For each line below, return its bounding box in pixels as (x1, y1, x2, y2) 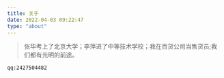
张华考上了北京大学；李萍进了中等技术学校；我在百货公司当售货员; (23, 42, 212, 51)
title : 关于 (7, 10, 39, 17)
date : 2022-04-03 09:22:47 (7, 16, 84, 23)
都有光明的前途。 (29, 51, 79, 59)
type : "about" (7, 23, 48, 29)
